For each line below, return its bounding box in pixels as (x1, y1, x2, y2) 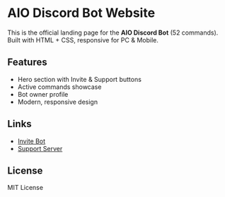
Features (7, 56, 47, 68)
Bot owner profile (17, 90, 69, 98)
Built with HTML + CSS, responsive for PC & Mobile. (7, 35, 159, 44)
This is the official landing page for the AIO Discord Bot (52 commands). (7, 28, 219, 37)
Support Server (17, 144, 63, 153)
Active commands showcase (17, 83, 102, 91)
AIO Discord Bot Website (7, 5, 156, 21)
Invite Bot (17, 136, 46, 145)
